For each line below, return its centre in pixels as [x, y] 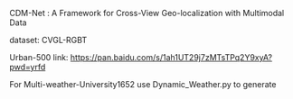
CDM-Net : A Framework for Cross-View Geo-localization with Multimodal [147, 13]
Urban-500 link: [39, 57]
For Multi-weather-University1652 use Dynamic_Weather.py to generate [143, 84]
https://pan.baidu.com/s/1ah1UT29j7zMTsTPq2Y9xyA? [171, 57]
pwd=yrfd [28, 67]
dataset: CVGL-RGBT [48, 40]
